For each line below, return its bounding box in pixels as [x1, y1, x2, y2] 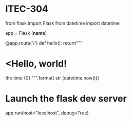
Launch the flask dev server [5, 93, 127, 105]
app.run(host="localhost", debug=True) [5, 110, 89, 116]
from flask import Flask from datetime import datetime [5, 20, 120, 26]
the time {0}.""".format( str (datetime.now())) [5, 75, 99, 81]
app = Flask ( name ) [5, 30, 47, 36]
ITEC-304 [5, 3, 49, 15]
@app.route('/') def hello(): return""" [5, 39, 83, 46]
